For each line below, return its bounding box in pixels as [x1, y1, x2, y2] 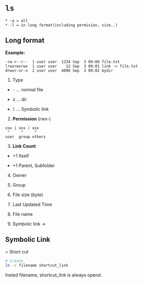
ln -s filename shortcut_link [5, 263, 69, 268]
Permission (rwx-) [12, 115, 51, 121]
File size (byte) [12, 192, 44, 198]
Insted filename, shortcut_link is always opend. [5, 272, 102, 278]
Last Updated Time [12, 201, 52, 207]
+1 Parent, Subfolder [12, 162, 55, 169]
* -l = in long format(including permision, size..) [5, 23, 118, 28]
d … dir [12, 96, 27, 102]
